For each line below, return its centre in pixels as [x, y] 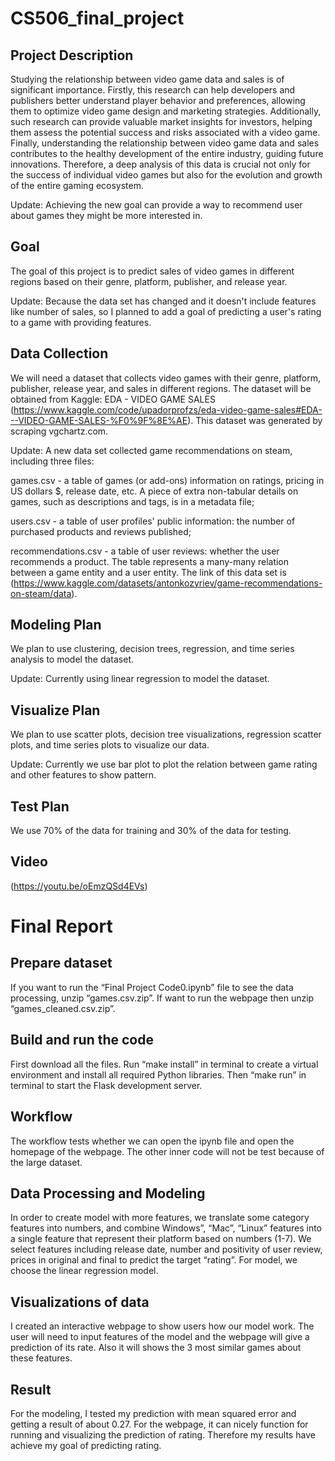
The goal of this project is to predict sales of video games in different [152, 271]
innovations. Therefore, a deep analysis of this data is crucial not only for [160, 164]
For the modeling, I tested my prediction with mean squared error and [153, 1413]
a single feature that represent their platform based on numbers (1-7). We [161, 1239]
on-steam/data [41, 593]
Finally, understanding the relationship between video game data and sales [165, 143]
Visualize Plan [55, 710]
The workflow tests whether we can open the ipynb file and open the [152, 1141]
